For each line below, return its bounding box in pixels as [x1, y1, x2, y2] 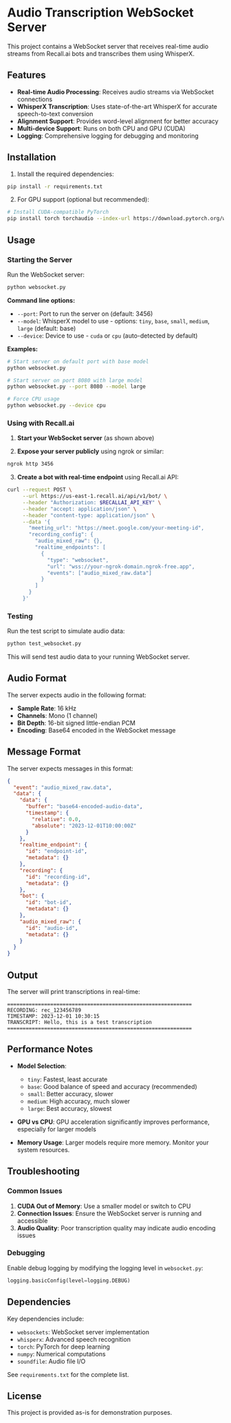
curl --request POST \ [7, 486, 72, 493]
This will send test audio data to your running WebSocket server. [7, 653, 190, 661]
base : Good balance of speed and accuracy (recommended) [27, 1082, 197, 1091]
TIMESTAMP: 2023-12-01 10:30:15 [7, 1013, 100, 1020]
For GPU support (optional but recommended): [16, 195, 150, 204]
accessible [16, 1216, 48, 1225]
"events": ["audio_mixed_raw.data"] [47, 569, 153, 576]
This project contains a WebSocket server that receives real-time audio [7, 42, 209, 50]
